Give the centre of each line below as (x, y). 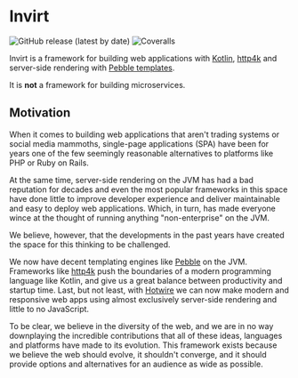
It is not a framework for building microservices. (97, 84)
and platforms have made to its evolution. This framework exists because (143, 345)
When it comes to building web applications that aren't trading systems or (145, 134)
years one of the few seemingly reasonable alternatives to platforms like (141, 153)
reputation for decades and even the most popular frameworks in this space (149, 189)
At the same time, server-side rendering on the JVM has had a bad (131, 180)
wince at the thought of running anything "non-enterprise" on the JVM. (139, 217)
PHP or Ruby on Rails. (49, 163)
